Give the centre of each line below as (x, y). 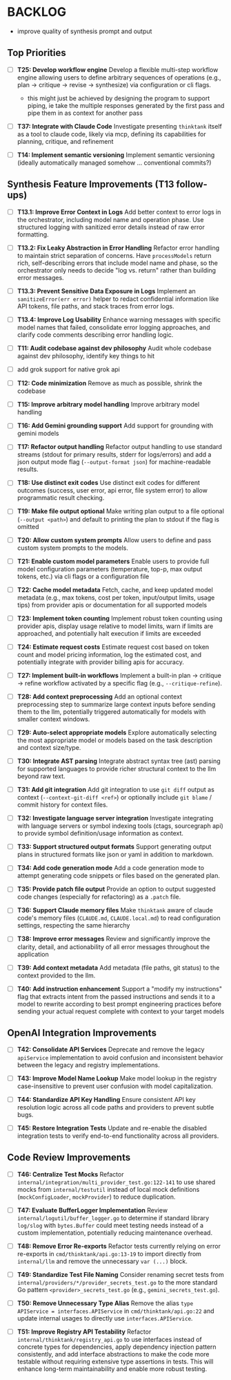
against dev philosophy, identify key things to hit (86, 356)
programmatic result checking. (61, 498)
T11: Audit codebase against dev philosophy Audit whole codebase (114, 348)
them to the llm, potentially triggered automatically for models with (111, 711)
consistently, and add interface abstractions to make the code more (113, 1354)
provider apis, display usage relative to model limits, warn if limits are (115, 626)
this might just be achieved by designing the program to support (119, 98)
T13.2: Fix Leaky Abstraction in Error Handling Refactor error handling (118, 248)
